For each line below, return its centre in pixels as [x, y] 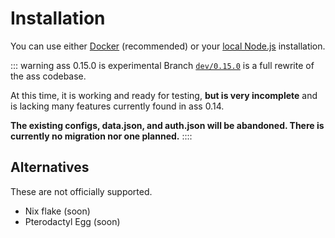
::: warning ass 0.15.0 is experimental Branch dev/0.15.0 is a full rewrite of [162, 65]
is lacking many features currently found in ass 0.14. [117, 106]
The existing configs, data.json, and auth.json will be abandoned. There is [167, 125]
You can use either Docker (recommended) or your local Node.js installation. [168, 46]
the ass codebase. [48, 76]
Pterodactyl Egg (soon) [72, 221]
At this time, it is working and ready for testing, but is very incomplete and [164, 95]
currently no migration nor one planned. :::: [101, 136]
